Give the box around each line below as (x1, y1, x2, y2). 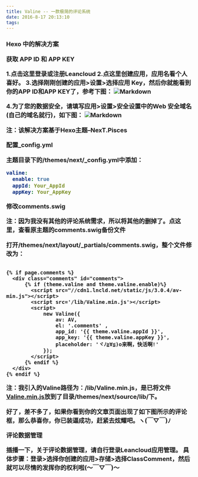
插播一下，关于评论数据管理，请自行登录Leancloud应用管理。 (6, 446, 182, 454)
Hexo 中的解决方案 (6, 40, 59, 48)
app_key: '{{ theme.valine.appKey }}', (55, 334, 170, 340)
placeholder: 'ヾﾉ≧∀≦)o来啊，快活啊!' (55, 341, 159, 347)
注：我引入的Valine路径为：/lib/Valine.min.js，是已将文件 (6, 384, 171, 392)
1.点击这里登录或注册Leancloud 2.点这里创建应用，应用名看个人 (6, 70, 187, 78)
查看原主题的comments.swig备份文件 (18, 226, 126, 234)
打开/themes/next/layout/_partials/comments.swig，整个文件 (6, 241, 186, 249)
